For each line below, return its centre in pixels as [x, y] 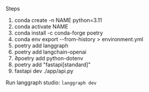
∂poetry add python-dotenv [49, 58]
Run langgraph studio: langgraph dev [51, 82]
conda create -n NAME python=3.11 [58, 20]
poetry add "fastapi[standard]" [52, 65]
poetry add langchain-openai [50, 52]
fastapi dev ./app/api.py [44, 71]
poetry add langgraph [41, 45]
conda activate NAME [41, 27]
